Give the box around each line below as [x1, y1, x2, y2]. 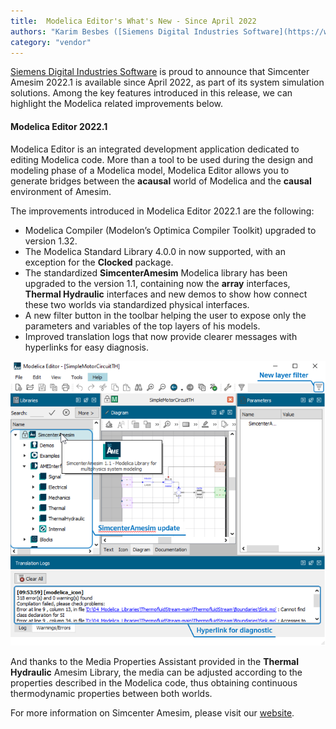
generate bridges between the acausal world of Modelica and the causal [10, 175, 312, 187]
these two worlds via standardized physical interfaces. [24, 298, 250, 310]
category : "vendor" [10, 37, 92, 47]
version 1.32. [24, 235, 78, 247]
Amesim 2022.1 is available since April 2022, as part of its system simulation [10, 76, 325, 89]
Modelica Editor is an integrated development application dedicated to [10, 143, 300, 155]
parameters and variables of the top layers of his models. [24, 320, 261, 332]
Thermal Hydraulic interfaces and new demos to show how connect [24, 288, 308, 300]
